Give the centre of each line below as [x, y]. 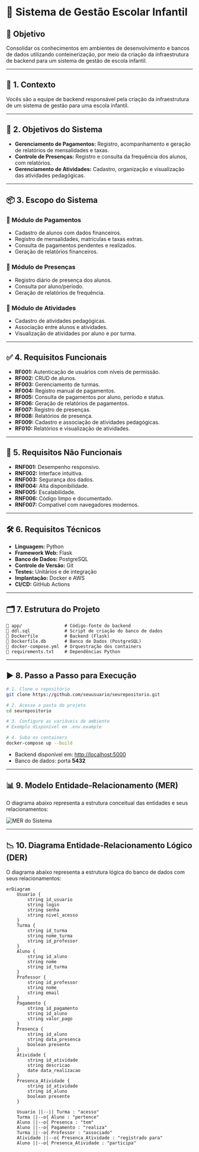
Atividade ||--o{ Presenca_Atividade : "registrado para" [90, 1138]
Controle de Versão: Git [44, 565]
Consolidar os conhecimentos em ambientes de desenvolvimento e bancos [98, 48]
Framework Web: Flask [44, 553]
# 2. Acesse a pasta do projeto [46, 705]
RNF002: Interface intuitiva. [49, 473]
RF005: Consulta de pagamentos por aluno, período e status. [90, 397]
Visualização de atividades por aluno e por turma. [75, 333]
